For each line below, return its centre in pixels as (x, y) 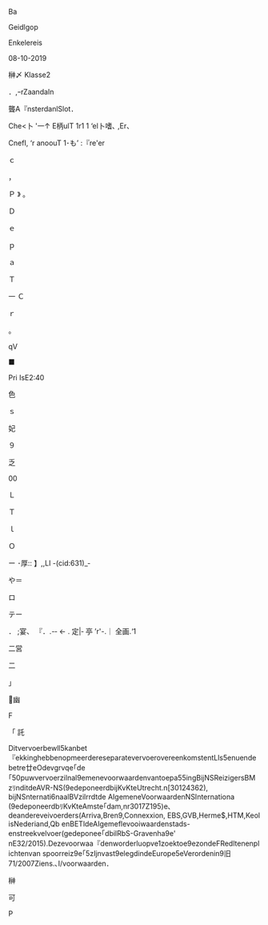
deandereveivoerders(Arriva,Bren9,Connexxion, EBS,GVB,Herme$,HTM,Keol (134, 815)
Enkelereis (25, 43)
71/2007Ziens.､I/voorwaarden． (61, 863)
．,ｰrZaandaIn (31, 92)
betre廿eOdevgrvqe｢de (47, 768)
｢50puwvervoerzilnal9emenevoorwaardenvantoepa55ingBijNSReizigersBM (132, 778)
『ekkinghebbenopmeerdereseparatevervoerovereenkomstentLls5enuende (132, 758)
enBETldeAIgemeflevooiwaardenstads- (126, 824)
